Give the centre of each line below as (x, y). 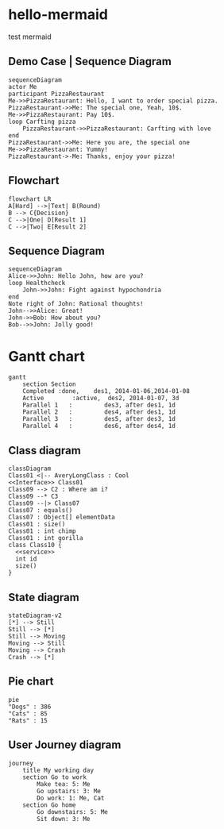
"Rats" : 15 (28, 720)
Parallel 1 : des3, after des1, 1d (99, 405)
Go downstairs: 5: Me (73, 812)
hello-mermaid (58, 15)
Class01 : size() (37, 524)
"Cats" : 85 (28, 713)
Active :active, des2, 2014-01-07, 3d (101, 399)
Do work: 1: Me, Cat (71, 798)
